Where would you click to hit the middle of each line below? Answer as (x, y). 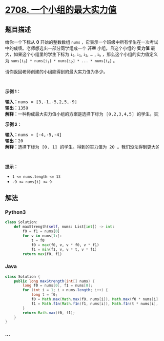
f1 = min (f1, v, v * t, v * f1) (64, 249)
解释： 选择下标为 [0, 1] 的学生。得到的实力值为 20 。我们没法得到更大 (81, 147)
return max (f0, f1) (42, 254)
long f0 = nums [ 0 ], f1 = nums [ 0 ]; (58, 285)
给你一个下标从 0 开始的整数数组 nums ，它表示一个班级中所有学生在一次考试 (82, 42)
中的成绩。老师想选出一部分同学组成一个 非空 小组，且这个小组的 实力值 (77, 48)
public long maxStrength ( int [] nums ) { (54, 281)
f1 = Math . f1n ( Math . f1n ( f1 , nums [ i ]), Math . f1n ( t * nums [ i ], (95, 303)
